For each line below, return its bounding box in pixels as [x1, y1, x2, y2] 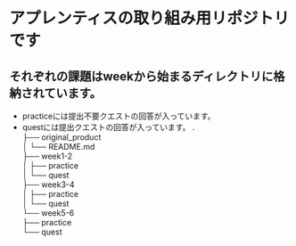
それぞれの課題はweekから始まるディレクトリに [9, 69, 274, 84]
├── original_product [21, 132, 102, 143]
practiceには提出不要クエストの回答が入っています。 [21, 111, 216, 121]
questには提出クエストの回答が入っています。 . [21, 122, 195, 132]
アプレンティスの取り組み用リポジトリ [9, 8, 290, 29]
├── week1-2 [21, 151, 73, 161]
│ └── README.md [21, 142, 95, 152]
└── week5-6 [21, 208, 75, 218]
